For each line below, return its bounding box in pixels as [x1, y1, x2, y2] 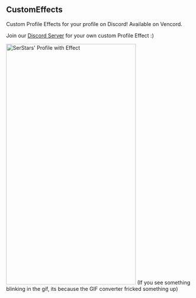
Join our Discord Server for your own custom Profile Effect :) [6, 32, 154, 39]
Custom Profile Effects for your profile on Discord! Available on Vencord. [6, 20, 182, 27]
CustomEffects [6, 5, 63, 15]
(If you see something [137, 278, 191, 286]
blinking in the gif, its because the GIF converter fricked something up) [6, 285, 179, 292]
